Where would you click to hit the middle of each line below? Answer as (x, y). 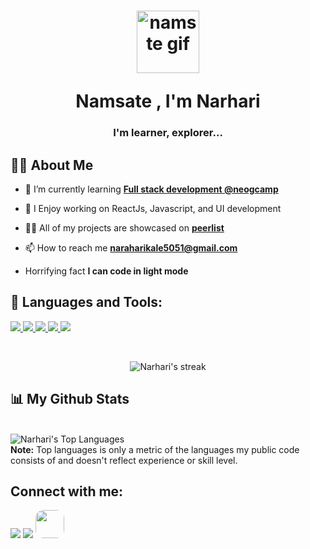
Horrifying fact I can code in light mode (106, 271)
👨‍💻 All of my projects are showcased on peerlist (124, 227)
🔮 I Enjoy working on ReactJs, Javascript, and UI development (153, 208)
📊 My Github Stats (70, 399)
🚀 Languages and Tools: (86, 302)
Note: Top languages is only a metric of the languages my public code (155, 449)
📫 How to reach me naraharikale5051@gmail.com (131, 247)
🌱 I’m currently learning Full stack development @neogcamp (151, 189)
